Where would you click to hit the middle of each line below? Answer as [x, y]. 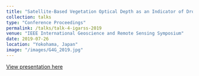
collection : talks [29, 17]
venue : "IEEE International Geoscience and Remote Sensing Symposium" [95, 34]
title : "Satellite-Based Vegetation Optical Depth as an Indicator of [95, 11]
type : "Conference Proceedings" [46, 22]
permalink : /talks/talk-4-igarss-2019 [54, 28]
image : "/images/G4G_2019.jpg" [45, 50]
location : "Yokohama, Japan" [42, 45]
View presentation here [35, 67]
